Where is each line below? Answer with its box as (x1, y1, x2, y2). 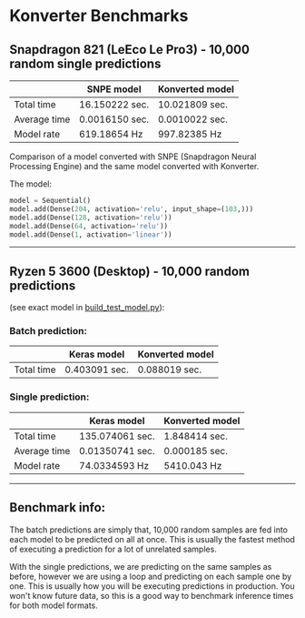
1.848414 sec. (163, 430, 229, 442)
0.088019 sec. (137, 363, 202, 376)
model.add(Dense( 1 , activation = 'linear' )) (9, 229, 172, 239)
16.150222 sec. (78, 98, 150, 110)
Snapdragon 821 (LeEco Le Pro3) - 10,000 (9, 42, 250, 57)
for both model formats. (9, 600, 98, 611)
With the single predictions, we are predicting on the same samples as (9, 561, 272, 572)
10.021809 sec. (157, 98, 229, 110)
